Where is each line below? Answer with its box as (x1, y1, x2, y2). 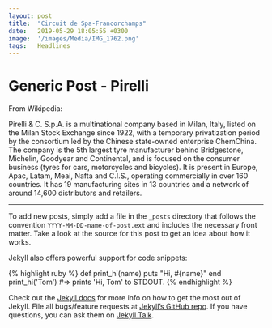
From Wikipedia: (8, 104, 63, 113)
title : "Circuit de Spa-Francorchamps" (8, 19, 147, 28)
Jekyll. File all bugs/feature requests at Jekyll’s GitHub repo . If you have (8, 301, 248, 312)
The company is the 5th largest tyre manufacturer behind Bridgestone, (8, 145, 244, 155)
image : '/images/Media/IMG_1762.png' (8, 34, 139, 43)
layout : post (8, 11, 53, 20)
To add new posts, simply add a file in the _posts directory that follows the (8, 211, 257, 221)
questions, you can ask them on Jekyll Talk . (8, 310, 155, 320)
